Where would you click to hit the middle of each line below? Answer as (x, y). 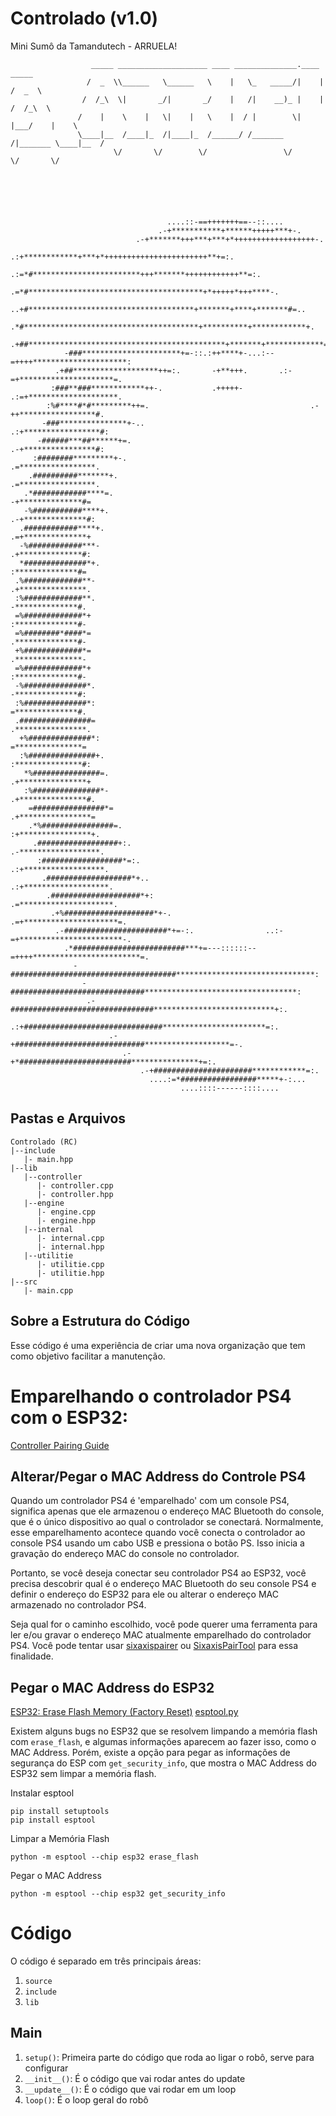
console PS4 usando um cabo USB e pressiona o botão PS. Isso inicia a (157, 1543)
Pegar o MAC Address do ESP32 (112, 1687)
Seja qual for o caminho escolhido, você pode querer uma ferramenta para (164, 1624)
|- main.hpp (48, 1159)
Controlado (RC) (44, 1142)
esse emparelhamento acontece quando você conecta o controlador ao (158, 1533)
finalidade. (32, 1656)
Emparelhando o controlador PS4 (151, 1396)
